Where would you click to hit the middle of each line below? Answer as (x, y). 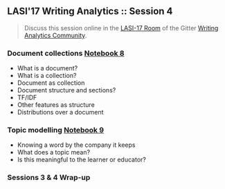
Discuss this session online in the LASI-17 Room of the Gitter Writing (121, 28)
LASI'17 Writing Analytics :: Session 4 (90, 11)
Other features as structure (56, 105)
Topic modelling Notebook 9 (56, 130)
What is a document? (47, 68)
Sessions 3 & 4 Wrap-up (49, 177)
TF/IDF (27, 98)
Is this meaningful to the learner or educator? (82, 160)
